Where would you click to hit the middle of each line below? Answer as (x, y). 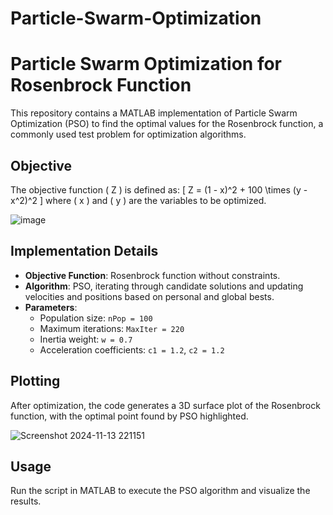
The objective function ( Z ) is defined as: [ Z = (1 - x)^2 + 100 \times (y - (159, 189)
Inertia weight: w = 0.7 (86, 339)
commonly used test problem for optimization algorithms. (128, 134)
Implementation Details (84, 251)
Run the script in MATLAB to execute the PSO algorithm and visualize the (160, 491)
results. (26, 501)
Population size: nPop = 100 (96, 318)
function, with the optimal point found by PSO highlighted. (129, 416)
